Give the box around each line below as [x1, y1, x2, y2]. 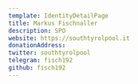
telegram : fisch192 [8, 57, 73, 65]
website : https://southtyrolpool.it [8, 34, 130, 42]
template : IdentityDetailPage [8, 11, 109, 20]
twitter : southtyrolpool [8, 49, 91, 57]
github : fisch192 [8, 64, 66, 72]
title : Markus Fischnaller [8, 19, 98, 27]
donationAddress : [8, 42, 66, 50]
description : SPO [8, 26, 66, 34]
